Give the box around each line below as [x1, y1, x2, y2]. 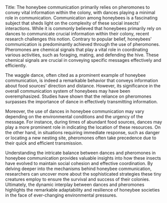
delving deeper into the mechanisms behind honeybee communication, [5, 166, 152, 172]
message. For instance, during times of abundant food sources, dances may [5, 119, 162, 125]
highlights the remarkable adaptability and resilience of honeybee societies [5, 187, 160, 193]
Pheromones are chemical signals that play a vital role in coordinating [5, 47, 148, 52]
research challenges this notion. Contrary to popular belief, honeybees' [5, 36, 152, 42]
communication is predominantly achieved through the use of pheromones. [5, 41, 160, 47]
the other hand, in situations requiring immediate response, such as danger [5, 130, 160, 135]
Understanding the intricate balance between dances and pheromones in [5, 150, 156, 156]
